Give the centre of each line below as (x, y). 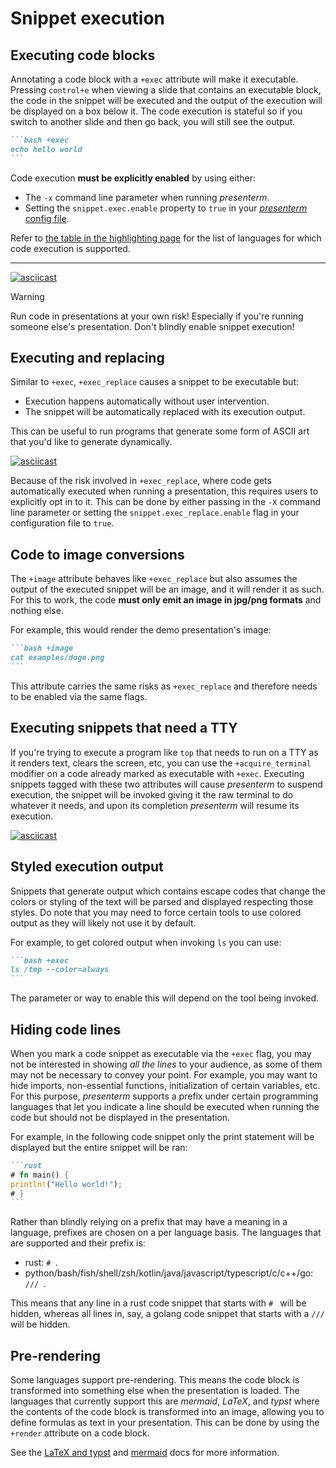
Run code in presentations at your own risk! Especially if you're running (157, 316)
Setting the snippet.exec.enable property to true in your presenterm (166, 208)
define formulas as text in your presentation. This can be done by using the (165, 1423)
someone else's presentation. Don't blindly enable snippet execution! (152, 326)
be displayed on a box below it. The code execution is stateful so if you (156, 111)
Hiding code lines (66, 1029)
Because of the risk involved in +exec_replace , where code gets (141, 481)
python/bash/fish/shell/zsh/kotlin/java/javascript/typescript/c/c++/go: (169, 1273)
